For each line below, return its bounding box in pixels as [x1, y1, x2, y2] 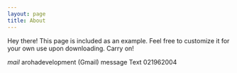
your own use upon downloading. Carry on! [7, 44, 135, 52]
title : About [7, 17, 46, 24]
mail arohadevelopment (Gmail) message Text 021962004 [7, 57, 177, 66]
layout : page [7, 10, 46, 18]
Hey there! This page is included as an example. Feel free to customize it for [7, 36, 230, 45]
